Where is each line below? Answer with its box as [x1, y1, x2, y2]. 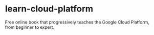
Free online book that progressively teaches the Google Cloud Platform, [5, 19, 149, 25]
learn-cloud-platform [5, 3, 94, 14]
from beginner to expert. [5, 24, 55, 30]
